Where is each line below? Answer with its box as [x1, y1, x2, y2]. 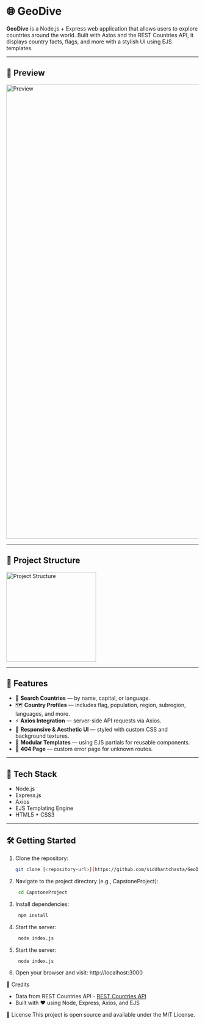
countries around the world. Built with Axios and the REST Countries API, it [6, 31, 194, 39]
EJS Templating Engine [15, 804, 74, 812]
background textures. [15, 732, 70, 740]
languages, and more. [15, 710, 70, 718]
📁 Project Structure [6, 555, 81, 566]
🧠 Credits [6, 981, 30, 989]
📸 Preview [6, 68, 45, 78]
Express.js [15, 792, 41, 799]
